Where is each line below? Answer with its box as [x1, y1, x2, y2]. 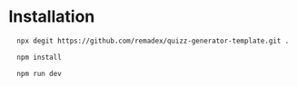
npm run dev [16, 69, 63, 78]
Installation [8, 6, 95, 27]
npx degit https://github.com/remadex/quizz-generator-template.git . [16, 36, 290, 45]
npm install [16, 53, 63, 62]
